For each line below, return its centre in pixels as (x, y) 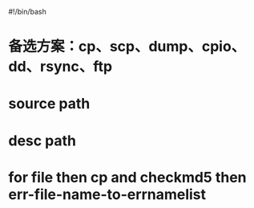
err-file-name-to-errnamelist (107, 194)
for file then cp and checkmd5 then (127, 177)
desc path (42, 141)
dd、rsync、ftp (60, 67)
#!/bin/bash (27, 12)
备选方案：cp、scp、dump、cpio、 (127, 47)
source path (49, 104)
